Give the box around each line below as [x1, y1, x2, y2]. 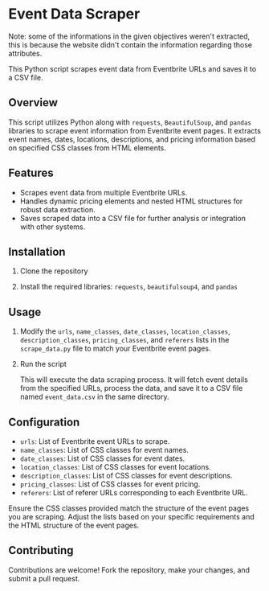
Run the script [19, 359, 67, 369]
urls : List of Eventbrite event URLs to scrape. [19, 437, 170, 446]
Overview [8, 96, 59, 109]
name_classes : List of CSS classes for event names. [19, 445, 189, 454]
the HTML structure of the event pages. [8, 520, 140, 530]
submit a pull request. [8, 573, 80, 583]
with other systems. [19, 222, 86, 232]
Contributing [8, 544, 74, 557]
